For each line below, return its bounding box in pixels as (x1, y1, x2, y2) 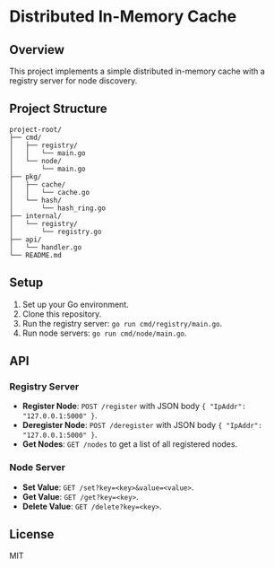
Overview (9, 42, 65, 57)
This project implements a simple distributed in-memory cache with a (9, 66, 266, 76)
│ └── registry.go (9, 227, 102, 236)
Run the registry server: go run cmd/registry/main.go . (21, 318, 223, 328)
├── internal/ (9, 211, 63, 221)
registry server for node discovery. (9, 75, 138, 86)
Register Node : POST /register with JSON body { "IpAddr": (21, 401, 246, 412)
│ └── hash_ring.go (9, 204, 106, 213)
